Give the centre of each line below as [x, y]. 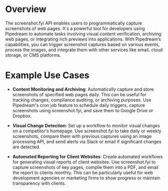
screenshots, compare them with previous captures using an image [82, 136]
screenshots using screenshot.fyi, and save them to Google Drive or [83, 110]
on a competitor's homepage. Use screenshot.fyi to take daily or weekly [87, 131]
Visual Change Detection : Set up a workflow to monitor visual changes [86, 125]
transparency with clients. [39, 183]
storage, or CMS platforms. [33, 55]
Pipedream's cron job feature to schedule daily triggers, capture [79, 105]
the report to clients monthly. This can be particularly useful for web [83, 172]
